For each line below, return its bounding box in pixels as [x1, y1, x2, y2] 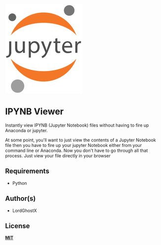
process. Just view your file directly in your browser [5, 152, 111, 159]
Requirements [5, 167, 49, 175]
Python [12, 180, 27, 186]
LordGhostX [12, 208, 37, 213]
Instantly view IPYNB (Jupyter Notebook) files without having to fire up [5, 122, 149, 128]
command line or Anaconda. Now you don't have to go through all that [5, 147, 148, 153]
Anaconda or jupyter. [5, 127, 48, 133]
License [5, 221, 30, 230]
